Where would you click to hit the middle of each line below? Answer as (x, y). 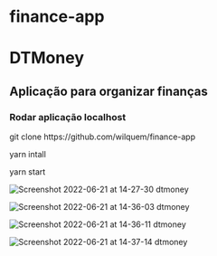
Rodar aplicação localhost (68, 117)
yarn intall (28, 155)
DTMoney (47, 58)
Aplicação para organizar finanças (108, 91)
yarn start (28, 172)
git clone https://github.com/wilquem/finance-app (103, 137)
